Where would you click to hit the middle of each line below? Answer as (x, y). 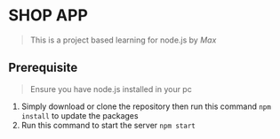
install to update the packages (80, 115)
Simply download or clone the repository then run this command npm (146, 106)
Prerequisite (43, 68)
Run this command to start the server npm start (108, 125)
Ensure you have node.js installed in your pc (111, 89)
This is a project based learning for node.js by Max (123, 40)
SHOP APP (48, 15)
